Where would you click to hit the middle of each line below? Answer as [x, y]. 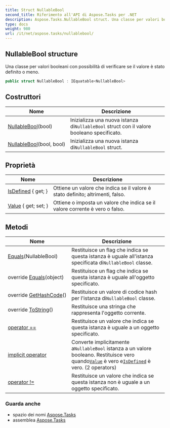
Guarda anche [23, 404]
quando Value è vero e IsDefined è [111, 361]
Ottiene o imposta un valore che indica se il [104, 203]
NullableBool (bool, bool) [37, 144]
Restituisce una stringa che [104, 307]
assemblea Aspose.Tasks [39, 420]
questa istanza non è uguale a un [111, 382]
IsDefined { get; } [28, 191]
